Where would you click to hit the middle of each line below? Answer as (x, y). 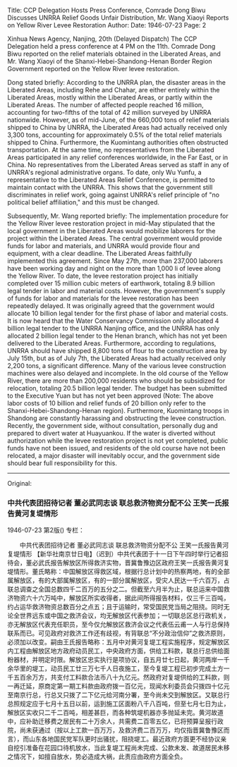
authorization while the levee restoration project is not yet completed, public (118, 441)
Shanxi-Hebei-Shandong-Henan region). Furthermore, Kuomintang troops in (118, 411)
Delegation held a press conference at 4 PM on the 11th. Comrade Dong (111, 46)
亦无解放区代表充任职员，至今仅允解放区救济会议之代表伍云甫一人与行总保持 (119, 625)
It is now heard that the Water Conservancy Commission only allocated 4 (113, 321)
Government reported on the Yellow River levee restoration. (93, 69)
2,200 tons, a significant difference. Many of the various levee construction (117, 366)
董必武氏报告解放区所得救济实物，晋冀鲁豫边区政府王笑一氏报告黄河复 (128, 563)
